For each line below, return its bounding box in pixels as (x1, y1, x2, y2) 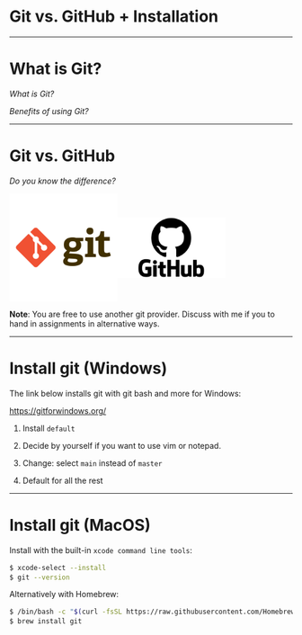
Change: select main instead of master (22, 457, 163, 469)
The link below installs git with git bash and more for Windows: (9, 388, 242, 398)
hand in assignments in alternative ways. (9, 317, 160, 329)
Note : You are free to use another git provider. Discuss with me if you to (9, 309, 276, 319)
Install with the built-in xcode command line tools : (9, 544, 193, 555)
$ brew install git (9, 617, 83, 626)
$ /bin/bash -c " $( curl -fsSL (9, 607, 123, 617)
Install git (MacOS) (9, 514, 151, 535)
